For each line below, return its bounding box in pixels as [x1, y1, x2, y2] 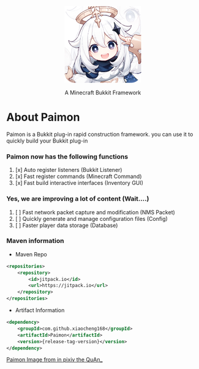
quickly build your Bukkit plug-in [6, 137, 88, 144]
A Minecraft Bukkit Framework [64, 89, 141, 96]
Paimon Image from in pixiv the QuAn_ [6, 356, 103, 363]
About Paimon [6, 110, 80, 124]
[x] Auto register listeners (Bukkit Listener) [15, 166, 122, 174]
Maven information [6, 237, 64, 245]
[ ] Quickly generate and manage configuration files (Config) [15, 215, 168, 222]
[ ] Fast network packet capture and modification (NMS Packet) [15, 208, 176, 216]
